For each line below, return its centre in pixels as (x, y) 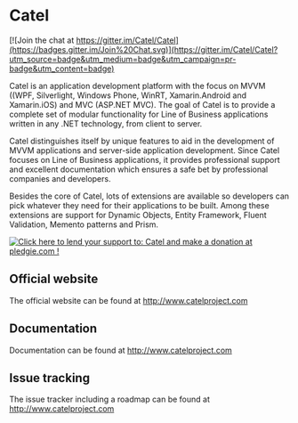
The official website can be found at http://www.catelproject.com (129, 300)
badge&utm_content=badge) (62, 69)
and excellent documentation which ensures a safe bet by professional (139, 169)
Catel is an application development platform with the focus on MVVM (137, 85)
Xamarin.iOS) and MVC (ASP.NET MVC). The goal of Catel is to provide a (142, 104)
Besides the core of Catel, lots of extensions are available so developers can (149, 196)
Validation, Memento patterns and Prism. (84, 224)
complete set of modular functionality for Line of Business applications (139, 114)
